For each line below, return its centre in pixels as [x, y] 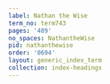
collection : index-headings [55, 68]
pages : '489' [30, 30]
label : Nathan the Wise [48, 16]
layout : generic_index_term [55, 61]
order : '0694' [32, 53]
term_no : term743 [37, 23]
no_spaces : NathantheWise [51, 38]
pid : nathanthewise [41, 46]
